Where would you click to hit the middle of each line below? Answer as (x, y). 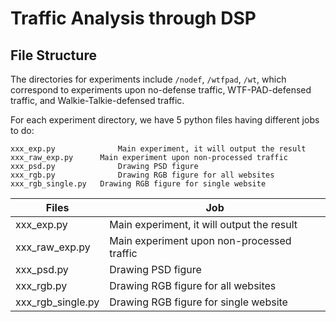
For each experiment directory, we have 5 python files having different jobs (165, 120)
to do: (22, 130)
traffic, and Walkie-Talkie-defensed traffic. (97, 100)
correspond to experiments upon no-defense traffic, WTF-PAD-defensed (161, 90)
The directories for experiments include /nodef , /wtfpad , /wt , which (148, 79)
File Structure (53, 55)
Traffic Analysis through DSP (133, 18)
